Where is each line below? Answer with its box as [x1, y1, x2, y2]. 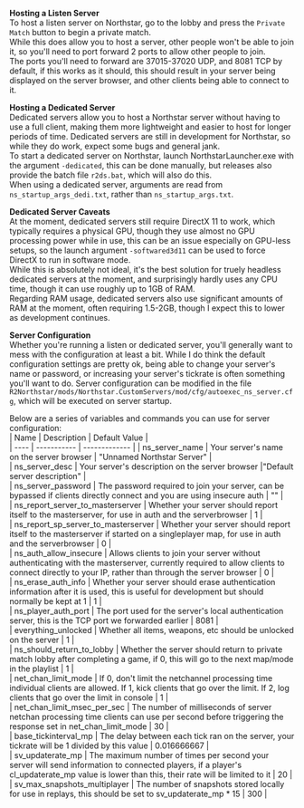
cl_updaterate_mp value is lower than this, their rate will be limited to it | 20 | [9, 769, 293, 780]
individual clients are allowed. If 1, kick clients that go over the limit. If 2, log [9, 683, 290, 693]
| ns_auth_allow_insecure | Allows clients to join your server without [9, 548, 261, 558]
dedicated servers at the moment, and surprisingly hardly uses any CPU [9, 274, 279, 284]
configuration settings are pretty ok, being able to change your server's [9, 359, 276, 370]
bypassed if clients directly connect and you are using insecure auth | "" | [9, 490, 283, 501]
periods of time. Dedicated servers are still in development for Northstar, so [9, 131, 291, 141]
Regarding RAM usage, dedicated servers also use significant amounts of [9, 293, 283, 303]
